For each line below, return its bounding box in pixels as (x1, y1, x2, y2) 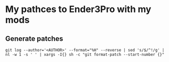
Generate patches (5, 34, 63, 43)
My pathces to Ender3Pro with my (5, 4, 151, 15)
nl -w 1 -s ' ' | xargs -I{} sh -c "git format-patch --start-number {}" (5, 52, 165, 57)
